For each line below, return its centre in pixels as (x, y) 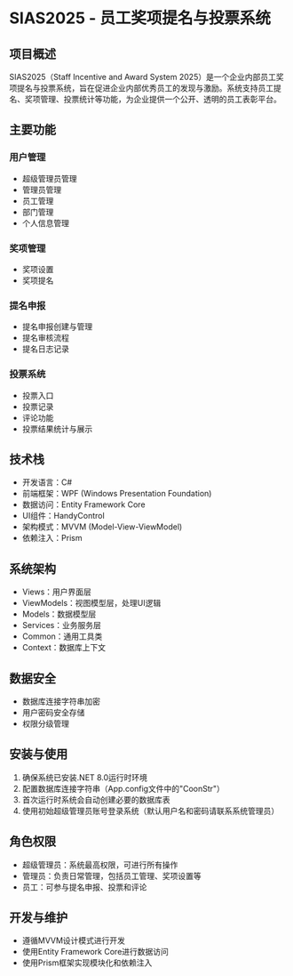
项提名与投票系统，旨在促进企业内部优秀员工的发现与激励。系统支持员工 (141, 88)
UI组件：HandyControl (63, 516)
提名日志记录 (45, 349)
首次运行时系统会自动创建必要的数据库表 (96, 799)
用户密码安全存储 (53, 713)
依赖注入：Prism (52, 538)
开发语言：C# (47, 482)
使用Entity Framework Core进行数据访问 (95, 952)
